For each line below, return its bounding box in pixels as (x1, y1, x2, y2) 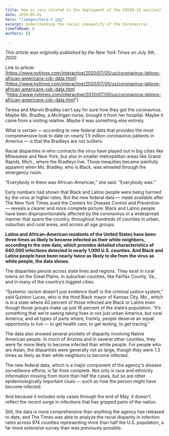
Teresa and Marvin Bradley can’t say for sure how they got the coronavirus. (5, 107, 162, 113)
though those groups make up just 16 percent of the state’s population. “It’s (5, 305, 161, 311)
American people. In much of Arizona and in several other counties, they (5, 336, 156, 342)
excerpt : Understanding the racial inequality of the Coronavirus (5, 21, 148, 27)
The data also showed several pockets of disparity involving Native (5, 331, 145, 337)
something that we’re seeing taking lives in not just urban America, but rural (5, 310, 162, 316)
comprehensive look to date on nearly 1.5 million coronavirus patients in (5, 133, 154, 138)
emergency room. (5, 169, 42, 175)
